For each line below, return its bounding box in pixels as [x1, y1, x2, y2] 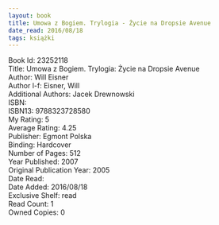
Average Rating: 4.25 [8, 123, 77, 133]
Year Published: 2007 [8, 157, 79, 167]
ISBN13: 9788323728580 [8, 107, 90, 116]
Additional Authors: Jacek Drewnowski [8, 89, 135, 99]
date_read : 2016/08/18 [8, 26, 83, 34]
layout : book [8, 11, 52, 20]
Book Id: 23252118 [8, 56, 69, 65]
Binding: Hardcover [8, 140, 71, 149]
